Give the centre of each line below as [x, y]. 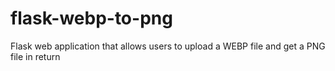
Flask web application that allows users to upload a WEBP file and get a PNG [168, 46]
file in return [35, 56]
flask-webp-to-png [91, 18]
